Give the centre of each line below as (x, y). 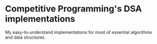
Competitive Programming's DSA (74, 9)
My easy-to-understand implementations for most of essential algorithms (78, 32)
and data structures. (25, 37)
